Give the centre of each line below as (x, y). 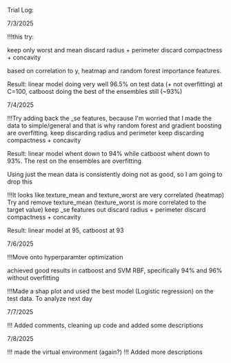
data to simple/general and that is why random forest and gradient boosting (114, 126)
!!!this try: (21, 37)
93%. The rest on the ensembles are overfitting (74, 161)
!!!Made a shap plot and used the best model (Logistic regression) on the (110, 291)
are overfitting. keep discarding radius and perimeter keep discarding (106, 133)
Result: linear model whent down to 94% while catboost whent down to (109, 154)
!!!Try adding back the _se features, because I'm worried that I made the (110, 118)
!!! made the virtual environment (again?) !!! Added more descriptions (105, 352)
